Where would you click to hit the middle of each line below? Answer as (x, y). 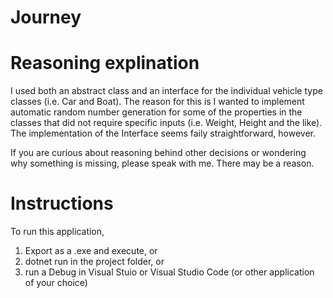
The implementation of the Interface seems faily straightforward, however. (163, 133)
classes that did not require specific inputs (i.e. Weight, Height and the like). (166, 123)
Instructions (62, 203)
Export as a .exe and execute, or (91, 251)
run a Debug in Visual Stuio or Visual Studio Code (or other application (169, 272)
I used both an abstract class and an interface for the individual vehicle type (166, 91)
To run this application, (57, 232)
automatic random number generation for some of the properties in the (156, 112)
